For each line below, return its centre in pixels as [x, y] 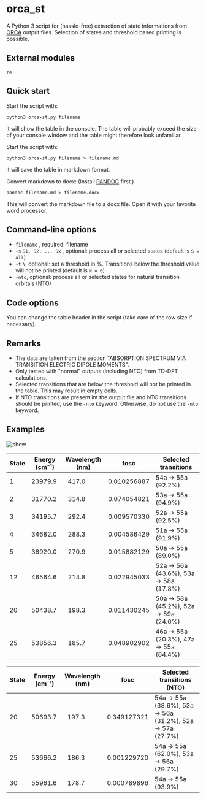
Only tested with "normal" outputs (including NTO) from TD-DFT [97, 371]
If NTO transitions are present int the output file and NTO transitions [101, 397]
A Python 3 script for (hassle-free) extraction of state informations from [97, 26]
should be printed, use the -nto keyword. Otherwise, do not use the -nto [107, 404]
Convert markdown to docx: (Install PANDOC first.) [70, 181]
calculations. [31, 378]
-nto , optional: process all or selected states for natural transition [97, 277]
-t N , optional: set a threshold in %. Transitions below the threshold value [107, 264]
